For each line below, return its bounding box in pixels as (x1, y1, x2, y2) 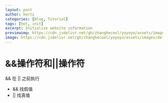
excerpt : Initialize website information (5, 26, 93, 31)
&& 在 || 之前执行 (5, 75, 40, 81)
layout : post (5, 7, 32, 12)
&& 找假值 (12, 86, 33, 92)
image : (5, 35, 19, 40)
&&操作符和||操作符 (5, 58, 85, 70)
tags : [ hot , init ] (5, 21, 43, 26)
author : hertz (5, 12, 35, 17)
